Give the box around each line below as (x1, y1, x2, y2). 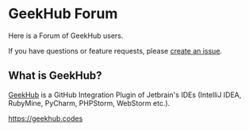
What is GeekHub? (8, 69, 102, 83)
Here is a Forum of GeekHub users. (8, 31, 124, 40)
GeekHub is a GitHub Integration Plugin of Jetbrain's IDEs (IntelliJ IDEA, (8, 90, 242, 99)
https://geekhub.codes (8, 114, 83, 123)
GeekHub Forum (8, 5, 118, 23)
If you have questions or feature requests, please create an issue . (8, 46, 223, 55)
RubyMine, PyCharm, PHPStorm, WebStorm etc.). (8, 98, 170, 107)
